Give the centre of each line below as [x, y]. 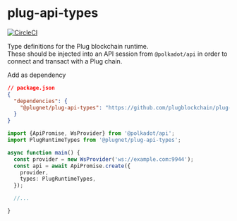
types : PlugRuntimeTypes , [58, 179]
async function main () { [44, 153]
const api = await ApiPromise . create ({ [72, 166]
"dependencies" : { [41, 101]
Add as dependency [37, 75]
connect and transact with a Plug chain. [65, 61]
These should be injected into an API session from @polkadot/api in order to [117, 54]
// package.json [31, 88]
